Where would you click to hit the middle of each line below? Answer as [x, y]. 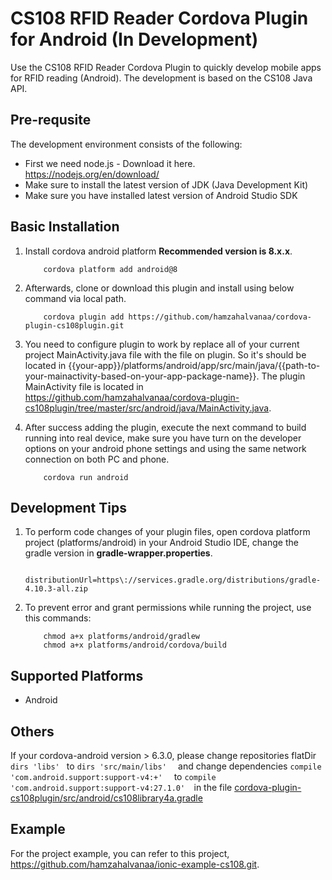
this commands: [58, 618]
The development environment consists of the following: [126, 144]
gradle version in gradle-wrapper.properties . [118, 553]
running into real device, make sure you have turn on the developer [163, 438]
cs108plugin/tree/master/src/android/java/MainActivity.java [147, 408]
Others [32, 731]
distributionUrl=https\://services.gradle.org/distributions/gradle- [173, 580]
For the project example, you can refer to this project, [120, 853]
